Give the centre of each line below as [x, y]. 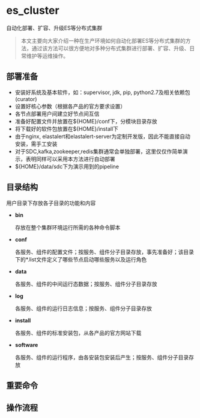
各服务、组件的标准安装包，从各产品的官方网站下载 [78, 332]
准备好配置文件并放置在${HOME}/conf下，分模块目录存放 [86, 121]
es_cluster [33, 11]
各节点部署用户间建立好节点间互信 [57, 114]
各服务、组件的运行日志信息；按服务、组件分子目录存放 [83, 308]
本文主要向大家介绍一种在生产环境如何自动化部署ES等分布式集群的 [103, 40]
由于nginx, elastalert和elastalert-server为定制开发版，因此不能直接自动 [103, 136]
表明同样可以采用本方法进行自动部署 [70, 159]
